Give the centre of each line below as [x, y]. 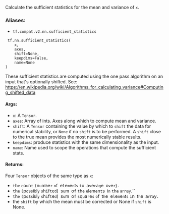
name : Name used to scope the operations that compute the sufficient [84, 147]
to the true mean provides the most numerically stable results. [77, 137]
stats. [18, 153]
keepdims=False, [32, 58]
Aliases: [16, 20]
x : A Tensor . [24, 115]
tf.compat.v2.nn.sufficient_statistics [54, 32]
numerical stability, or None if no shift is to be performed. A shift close [87, 131]
